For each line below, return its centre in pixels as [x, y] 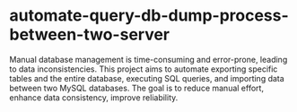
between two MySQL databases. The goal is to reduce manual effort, [137, 88]
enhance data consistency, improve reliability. [94, 97]
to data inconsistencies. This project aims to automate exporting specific [144, 69]
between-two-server [90, 34]
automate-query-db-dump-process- [149, 16]
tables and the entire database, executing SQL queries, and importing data [147, 78]
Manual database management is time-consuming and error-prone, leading [148, 59]
